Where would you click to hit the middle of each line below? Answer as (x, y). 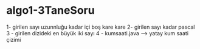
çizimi (14, 39)
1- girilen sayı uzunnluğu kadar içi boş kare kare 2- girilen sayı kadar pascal (101, 27)
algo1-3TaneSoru (51, 10)
